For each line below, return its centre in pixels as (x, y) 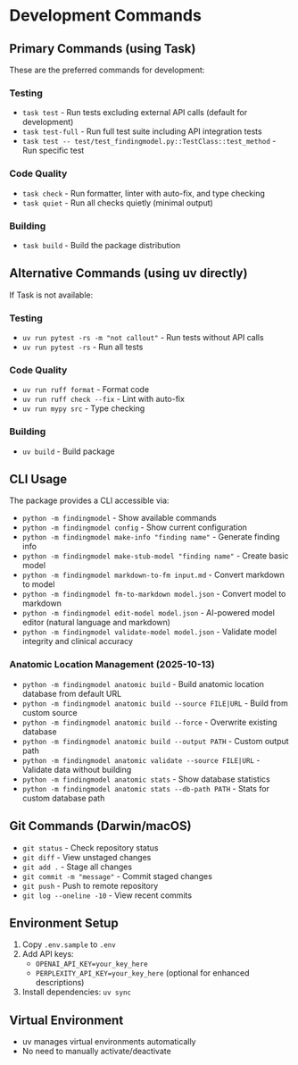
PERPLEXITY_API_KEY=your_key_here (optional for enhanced (142, 973)
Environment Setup (64, 922)
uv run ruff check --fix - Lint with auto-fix (103, 399)
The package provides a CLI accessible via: (89, 500)
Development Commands (106, 16)
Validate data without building (77, 769)
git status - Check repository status (90, 847)
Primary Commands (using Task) (103, 49)
